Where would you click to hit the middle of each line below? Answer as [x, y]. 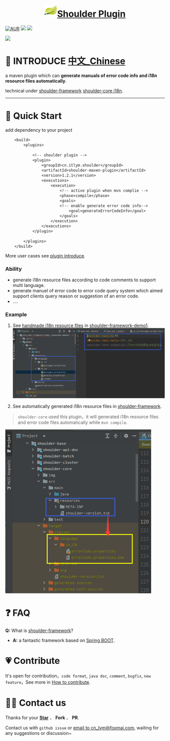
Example [16, 315]
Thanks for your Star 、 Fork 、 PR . [42, 717]
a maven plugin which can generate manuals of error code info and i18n [81, 76]
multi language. [29, 285]
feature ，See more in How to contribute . [48, 682]
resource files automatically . [36, 81]
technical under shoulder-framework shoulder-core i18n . [64, 91]
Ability [14, 269]
